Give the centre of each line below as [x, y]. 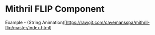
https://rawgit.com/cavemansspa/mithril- [108, 22]
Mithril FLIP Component [55, 9]
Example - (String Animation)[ [36, 22]
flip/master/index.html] [28, 27]
